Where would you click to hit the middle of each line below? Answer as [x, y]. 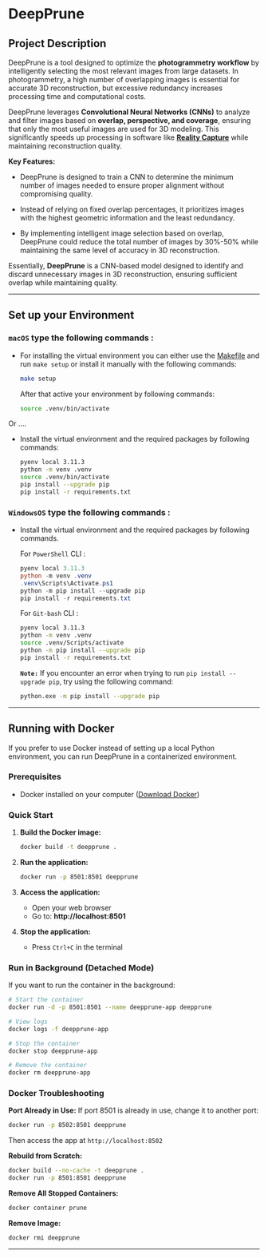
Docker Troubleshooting [57, 1093]
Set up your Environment [71, 315]
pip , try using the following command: [111, 681]
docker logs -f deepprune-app [59, 1029]
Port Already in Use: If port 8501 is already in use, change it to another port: [134, 1110]
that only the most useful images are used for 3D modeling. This [114, 129]
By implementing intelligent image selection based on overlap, [122, 233]
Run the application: [54, 863]
